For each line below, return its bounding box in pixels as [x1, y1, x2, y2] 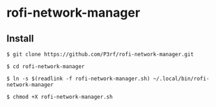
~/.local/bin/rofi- [153, 75, 210, 82]
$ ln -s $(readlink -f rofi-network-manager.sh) [6, 75, 151, 82]
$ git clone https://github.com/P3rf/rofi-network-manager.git [6, 51, 194, 58]
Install [6, 33, 34, 44]
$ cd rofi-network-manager [6, 63, 85, 70]
